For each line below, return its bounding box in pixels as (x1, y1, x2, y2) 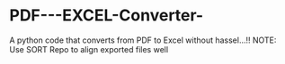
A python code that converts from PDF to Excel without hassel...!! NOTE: (9, 35, 277, 45)
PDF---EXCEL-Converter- (9, 5, 204, 26)
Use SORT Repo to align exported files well (9, 44, 169, 54)
